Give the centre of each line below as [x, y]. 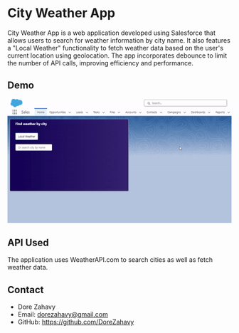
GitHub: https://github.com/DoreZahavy [76, 322]
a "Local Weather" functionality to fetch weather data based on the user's [116, 48]
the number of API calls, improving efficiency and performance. [100, 63]
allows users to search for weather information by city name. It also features [119, 40]
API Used [28, 243]
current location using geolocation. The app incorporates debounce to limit [117, 55]
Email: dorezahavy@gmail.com [63, 314]
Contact [26, 290]
